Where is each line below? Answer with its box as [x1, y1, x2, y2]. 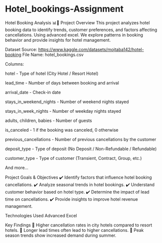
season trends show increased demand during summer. [5, 232, 116, 238]
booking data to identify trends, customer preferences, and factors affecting [5, 27, 158, 33]
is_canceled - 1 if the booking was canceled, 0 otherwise [5, 127, 119, 133]
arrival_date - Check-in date [5, 89, 61, 95]
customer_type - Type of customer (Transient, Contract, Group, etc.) [5, 155, 142, 161]
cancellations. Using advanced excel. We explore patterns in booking [5, 32, 143, 37]
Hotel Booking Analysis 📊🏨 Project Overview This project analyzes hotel [5, 19, 150, 25]
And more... [5, 164, 29, 171]
